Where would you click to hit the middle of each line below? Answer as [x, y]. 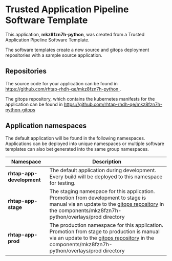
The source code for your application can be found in [61, 83]
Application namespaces [46, 126]
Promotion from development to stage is [98, 198]
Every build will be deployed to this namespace [106, 176]
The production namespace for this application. [106, 225]
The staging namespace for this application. [102, 191]
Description [107, 161]
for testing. [62, 183]
